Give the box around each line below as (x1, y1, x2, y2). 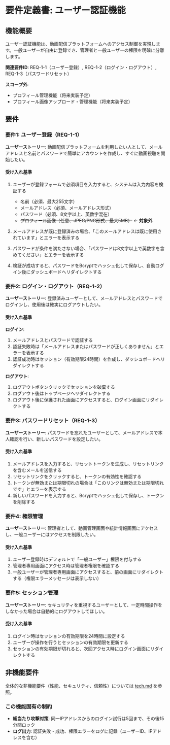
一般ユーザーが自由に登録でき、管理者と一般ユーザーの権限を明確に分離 (13, 47, 165, 53)
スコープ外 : (5, 82, 29, 87)
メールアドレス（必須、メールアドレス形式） (20, 205, 114, 211)
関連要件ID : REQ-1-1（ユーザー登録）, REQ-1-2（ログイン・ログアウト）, (5, 64, 157, 70)
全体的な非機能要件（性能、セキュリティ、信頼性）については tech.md (5, 683, 152, 689)
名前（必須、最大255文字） (20, 198, 78, 205)
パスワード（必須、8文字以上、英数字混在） (20, 211, 113, 217)
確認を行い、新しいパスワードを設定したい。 (9, 436, 103, 442)
